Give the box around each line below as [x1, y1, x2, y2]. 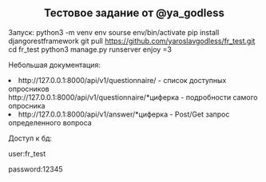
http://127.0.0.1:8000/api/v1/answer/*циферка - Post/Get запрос [18, 109, 230, 119]
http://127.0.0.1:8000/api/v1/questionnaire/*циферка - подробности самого [8, 92, 258, 102]
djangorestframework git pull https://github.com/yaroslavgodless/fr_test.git [8, 36, 256, 45]
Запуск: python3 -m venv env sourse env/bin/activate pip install [8, 27, 220, 37]
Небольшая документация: [8, 60, 101, 69]
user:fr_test [8, 148, 46, 158]
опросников [8, 84, 50, 93]
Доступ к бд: [8, 133, 53, 143]
